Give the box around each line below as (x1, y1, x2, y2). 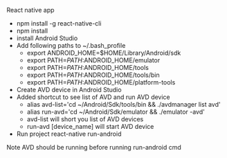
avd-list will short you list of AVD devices (26, 115, 144, 123)
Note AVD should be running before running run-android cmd (6, 143, 181, 151)
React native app (6, 6, 55, 14)
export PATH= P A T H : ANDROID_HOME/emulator (26, 56, 161, 64)
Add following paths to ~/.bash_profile (16, 42, 126, 49)
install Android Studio (16, 34, 78, 42)
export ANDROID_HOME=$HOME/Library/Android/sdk (26, 49, 181, 57)
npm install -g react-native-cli (16, 19, 102, 27)
